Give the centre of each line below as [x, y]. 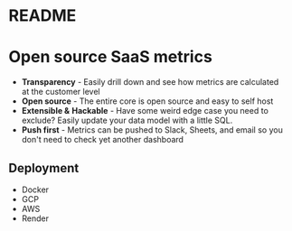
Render [35, 218]
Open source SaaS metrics [111, 57]
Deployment [44, 168]
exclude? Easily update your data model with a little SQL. [127, 120]
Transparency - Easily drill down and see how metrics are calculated [150, 82]
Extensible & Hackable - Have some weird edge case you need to [145, 111]
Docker [35, 189]
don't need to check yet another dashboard [103, 140]
